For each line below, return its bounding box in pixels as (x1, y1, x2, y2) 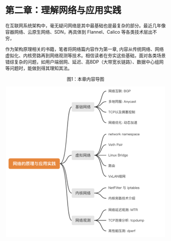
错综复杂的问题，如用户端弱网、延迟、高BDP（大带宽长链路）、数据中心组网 (5, 59, 164, 65)
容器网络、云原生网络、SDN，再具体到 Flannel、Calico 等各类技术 (5, 29, 144, 35)
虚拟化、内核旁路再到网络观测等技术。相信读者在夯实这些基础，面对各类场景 (5, 52, 166, 59)
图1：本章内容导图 (67, 76, 104, 82)
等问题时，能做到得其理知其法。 (5, 65, 72, 71)
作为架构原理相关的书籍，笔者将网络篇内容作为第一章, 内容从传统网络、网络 (5, 46, 164, 52)
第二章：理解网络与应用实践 (5, 5, 122, 16)
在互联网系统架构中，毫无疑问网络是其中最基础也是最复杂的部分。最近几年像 (5, 22, 166, 29)
